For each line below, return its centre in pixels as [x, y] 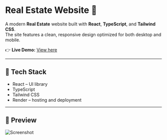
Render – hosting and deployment [47, 100]
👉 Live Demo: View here [31, 50]
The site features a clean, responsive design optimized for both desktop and [83, 34]
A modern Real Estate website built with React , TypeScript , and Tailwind [80, 24]
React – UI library [30, 84]
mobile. [13, 40]
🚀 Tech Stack [26, 72]
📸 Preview [21, 120]
